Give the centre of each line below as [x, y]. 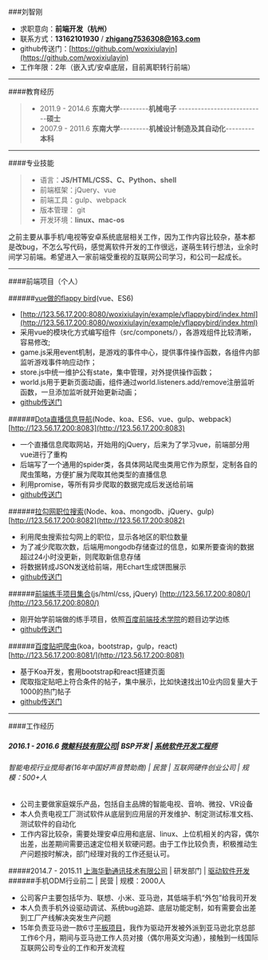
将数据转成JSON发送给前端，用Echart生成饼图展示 [103, 567]
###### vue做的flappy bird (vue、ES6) [71, 298]
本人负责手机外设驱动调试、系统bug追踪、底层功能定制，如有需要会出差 [138, 907]
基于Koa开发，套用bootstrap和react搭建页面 [93, 672]
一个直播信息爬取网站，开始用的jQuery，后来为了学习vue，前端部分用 [134, 444]
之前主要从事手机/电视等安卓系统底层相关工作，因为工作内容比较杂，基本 [128, 237]
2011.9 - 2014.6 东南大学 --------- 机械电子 [108, 109]
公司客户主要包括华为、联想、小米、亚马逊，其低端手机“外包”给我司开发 [138, 898]
